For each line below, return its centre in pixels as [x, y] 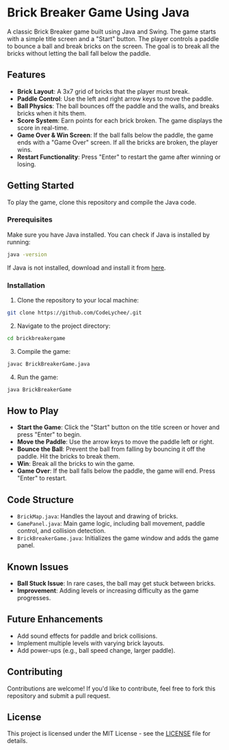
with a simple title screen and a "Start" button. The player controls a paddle [113, 38]
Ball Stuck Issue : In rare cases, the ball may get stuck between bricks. [116, 583]
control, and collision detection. [61, 531]
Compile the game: [43, 351]
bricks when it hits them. [52, 113]
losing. [26, 164]
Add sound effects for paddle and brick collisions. [87, 636]
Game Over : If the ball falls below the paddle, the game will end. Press [116, 471]
